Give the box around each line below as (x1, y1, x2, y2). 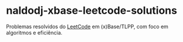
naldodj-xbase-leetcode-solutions (6, 4, 177, 17)
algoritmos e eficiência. (6, 29, 63, 36)
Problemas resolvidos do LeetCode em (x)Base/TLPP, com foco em (6, 23, 168, 30)
